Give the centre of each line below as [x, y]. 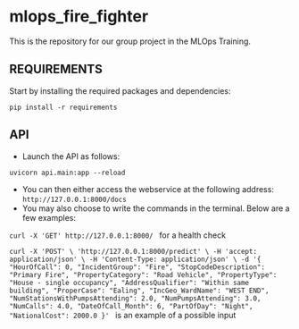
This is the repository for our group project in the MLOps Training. [130, 41]
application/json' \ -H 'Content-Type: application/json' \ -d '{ [135, 259]
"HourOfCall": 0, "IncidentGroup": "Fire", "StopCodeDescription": [137, 267]
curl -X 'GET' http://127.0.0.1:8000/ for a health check [117, 235]
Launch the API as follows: [71, 156]
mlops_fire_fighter [79, 17]
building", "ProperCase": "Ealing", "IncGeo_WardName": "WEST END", [139, 291]
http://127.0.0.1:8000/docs [74, 199]
